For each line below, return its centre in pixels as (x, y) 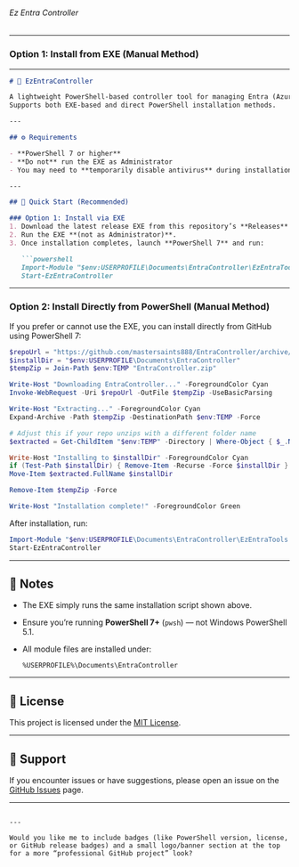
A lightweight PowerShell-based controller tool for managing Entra (139, 97)
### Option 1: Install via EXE (67, 218)
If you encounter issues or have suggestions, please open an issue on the (145, 781)
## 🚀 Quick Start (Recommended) (69, 202)
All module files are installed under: (87, 649)
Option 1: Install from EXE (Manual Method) (104, 54)
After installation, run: (48, 523)
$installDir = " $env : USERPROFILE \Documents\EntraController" (125, 361)
